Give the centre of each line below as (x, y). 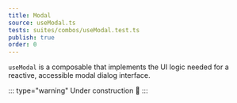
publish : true (32, 37)
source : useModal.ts (42, 23)
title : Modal (30, 15)
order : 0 (23, 45)
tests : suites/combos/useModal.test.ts (74, 30)
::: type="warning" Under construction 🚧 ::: (78, 90)
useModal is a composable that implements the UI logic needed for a (119, 67)
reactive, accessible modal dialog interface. (79, 75)
